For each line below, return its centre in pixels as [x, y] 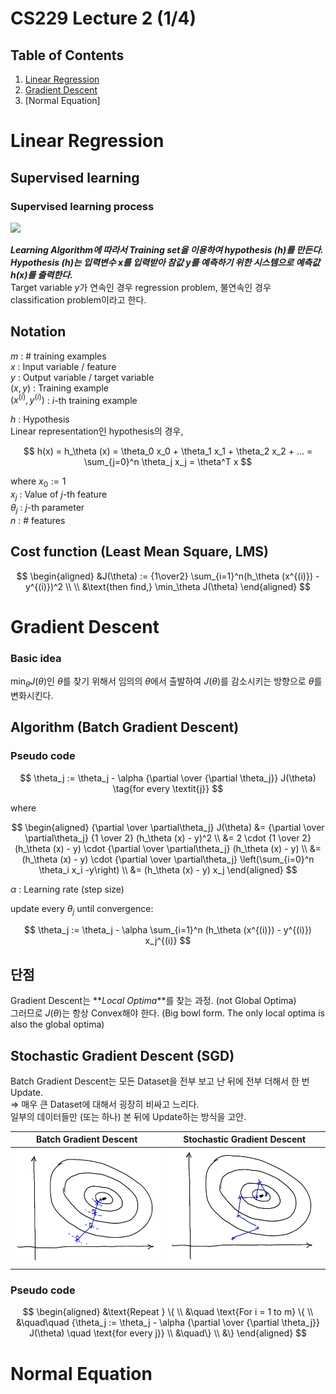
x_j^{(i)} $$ [168, 941]
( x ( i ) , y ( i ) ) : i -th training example [74, 399]
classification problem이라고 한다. [78, 299]
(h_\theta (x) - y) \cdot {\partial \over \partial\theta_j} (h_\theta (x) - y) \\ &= [168, 848]
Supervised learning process [82, 206]
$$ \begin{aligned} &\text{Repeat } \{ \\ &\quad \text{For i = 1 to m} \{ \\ [168, 1312]
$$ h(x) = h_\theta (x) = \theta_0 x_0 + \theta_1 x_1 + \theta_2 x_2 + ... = [168, 451]
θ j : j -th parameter [47, 508]
